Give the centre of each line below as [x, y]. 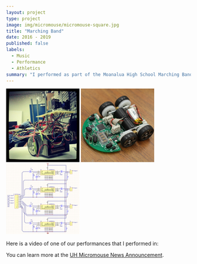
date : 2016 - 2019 [28, 37]
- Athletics [26, 68]
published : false [27, 44]
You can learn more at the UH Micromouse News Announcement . [85, 255]
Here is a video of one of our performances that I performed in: [82, 243]
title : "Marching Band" [35, 31]
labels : [16, 50]
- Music [21, 56]
